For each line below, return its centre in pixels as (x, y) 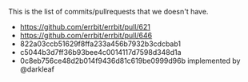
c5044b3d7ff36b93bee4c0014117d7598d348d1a (100, 52)
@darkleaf (37, 69)
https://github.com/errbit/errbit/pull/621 (85, 27)
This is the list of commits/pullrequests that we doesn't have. (108, 12)
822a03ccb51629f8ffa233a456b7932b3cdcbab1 (100, 44)
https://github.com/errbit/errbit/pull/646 (86, 35)
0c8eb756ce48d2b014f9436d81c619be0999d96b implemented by (130, 61)
